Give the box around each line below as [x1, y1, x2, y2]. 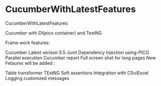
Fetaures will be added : [5, 60, 56, 66]
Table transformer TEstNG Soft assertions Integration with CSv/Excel [5, 69, 148, 76]
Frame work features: [5, 39, 50, 46]
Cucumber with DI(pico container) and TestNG [5, 30, 102, 36]
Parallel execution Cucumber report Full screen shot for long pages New [5, 54, 156, 61]
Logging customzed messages [5, 75, 69, 81]
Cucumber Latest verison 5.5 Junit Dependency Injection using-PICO [5, 49, 149, 55]
